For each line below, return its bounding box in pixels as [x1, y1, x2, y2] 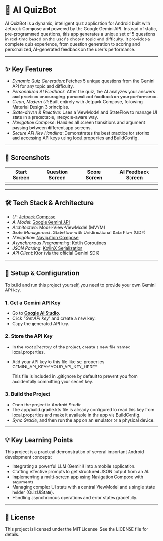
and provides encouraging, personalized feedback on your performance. [12, 94, 158, 99]
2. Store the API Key [5, 333, 53, 340]
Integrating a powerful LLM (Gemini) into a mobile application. [12, 463, 136, 469]
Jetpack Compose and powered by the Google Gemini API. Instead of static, [5, 25, 158, 31]
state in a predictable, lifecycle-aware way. [12, 114, 98, 120]
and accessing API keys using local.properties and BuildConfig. [12, 135, 139, 141]
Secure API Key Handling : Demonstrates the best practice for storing [12, 130, 150, 135]
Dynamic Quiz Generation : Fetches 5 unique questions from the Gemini [12, 78, 155, 84]
